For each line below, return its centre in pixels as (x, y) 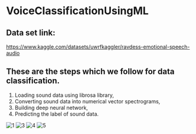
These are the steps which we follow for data (90, 72)
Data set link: (31, 33)
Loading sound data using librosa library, (64, 95)
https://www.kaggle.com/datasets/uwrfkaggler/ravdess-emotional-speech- (98, 47)
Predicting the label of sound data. (57, 114)
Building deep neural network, (51, 107)
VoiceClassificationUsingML (77, 11)
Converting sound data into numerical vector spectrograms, (87, 101)
